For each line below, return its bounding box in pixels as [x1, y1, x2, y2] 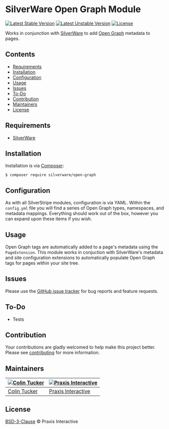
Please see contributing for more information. [5, 350, 100, 356]
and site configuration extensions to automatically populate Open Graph [5, 254, 155, 261]
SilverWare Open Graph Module [5, 4, 141, 15]
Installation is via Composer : [5, 163, 64, 169]
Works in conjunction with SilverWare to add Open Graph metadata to [5, 30, 150, 36]
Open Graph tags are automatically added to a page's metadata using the [5, 244, 158, 250]
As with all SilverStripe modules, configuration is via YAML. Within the [5, 200, 151, 206]
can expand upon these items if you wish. [5, 216, 92, 222]
